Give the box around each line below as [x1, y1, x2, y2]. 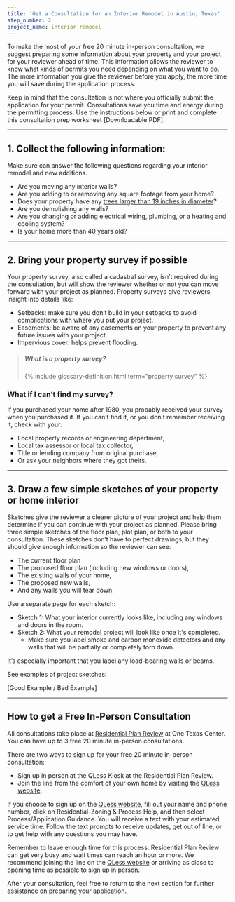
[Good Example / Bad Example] [7, 684, 97, 692]
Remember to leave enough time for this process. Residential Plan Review [7, 843, 220, 851]
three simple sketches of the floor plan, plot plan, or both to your [7, 527, 194, 537]
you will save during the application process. [7, 80, 136, 88]
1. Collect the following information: [7, 142, 166, 154]
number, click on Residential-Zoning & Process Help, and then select [7, 807, 205, 816]
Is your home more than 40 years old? [17, 227, 127, 236]
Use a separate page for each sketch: [7, 600, 116, 608]
